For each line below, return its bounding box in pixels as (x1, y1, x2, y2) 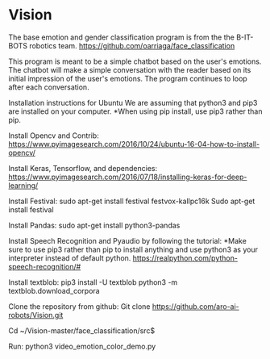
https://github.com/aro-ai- (152, 301, 239, 311)
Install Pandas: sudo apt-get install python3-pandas (8, 220, 181, 230)
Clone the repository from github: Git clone (8, 301, 151, 311)
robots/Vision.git (8, 310, 64, 319)
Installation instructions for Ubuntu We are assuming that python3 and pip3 (8, 98, 258, 107)
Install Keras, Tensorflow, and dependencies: (8, 163, 158, 173)
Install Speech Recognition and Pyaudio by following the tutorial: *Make (8, 236, 247, 245)
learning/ (8, 180, 39, 190)
